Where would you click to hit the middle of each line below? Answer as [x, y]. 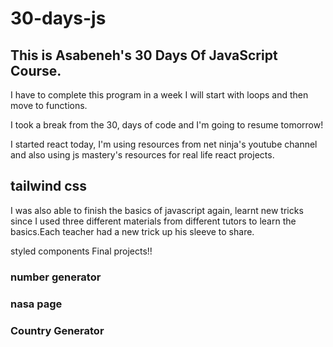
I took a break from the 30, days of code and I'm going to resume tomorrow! [167, 125]
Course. [36, 70]
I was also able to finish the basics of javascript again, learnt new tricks [157, 210]
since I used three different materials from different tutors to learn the [153, 221]
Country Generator [57, 330]
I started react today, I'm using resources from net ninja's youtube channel [164, 144]
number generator [56, 277]
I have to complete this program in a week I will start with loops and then [159, 95]
